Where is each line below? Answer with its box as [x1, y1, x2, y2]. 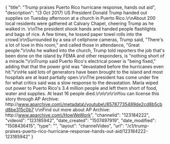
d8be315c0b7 [5, 106, 34, 113]
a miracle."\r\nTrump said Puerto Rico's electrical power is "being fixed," [5, 58, 156, 64]
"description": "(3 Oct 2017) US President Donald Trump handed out [5, 10, 148, 16]
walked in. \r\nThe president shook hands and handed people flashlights [5, 26, 156, 32]
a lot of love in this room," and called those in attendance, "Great [5, 42, 140, 48]
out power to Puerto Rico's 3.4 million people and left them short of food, [5, 85, 158, 91]
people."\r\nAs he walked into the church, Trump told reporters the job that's [5, 48, 165, 53]
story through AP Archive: [5, 96, 59, 102]
